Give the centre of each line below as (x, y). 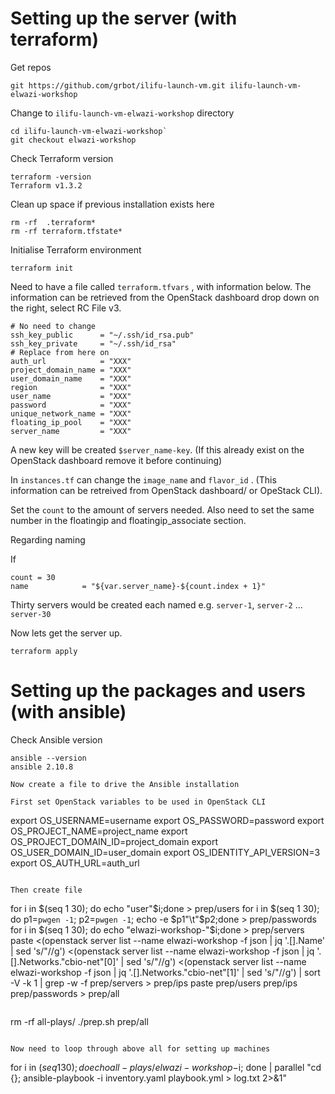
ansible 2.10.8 (42, 767)
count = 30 (33, 577)
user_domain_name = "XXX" (71, 378)
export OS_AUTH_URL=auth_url (75, 863)
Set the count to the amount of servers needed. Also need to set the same (162, 509)
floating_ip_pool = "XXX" (71, 422)
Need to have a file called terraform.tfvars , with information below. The (161, 286)
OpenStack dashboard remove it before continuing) (116, 460)
